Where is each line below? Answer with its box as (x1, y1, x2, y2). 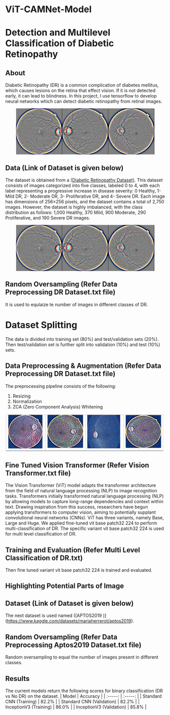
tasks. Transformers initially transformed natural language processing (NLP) (5, 493, 164, 499)
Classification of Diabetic (5, 38, 114, 49)
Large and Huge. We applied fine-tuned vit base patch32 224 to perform (5, 520, 157, 526)
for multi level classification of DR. (5, 531, 77, 537)
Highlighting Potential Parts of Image (5, 582, 124, 590)
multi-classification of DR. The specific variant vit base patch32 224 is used (5, 525, 164, 532)
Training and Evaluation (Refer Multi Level (5, 545, 141, 554)
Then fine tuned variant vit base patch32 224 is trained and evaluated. (5, 567, 153, 573)
